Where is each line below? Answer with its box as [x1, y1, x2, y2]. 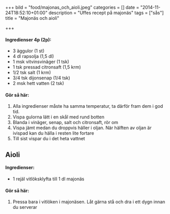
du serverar [12, 204, 37, 210]
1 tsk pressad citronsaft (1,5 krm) [12, 64, 81, 70]
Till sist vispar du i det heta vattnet [12, 136, 86, 142]
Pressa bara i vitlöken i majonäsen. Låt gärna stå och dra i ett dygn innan [12, 199, 165, 205]
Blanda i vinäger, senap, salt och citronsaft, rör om [12, 119, 119, 126]
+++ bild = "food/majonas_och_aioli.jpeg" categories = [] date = [5, 5, 139, 10]
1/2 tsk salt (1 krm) [12, 70, 51, 76]
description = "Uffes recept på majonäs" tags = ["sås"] [48, 10, 164, 16]
